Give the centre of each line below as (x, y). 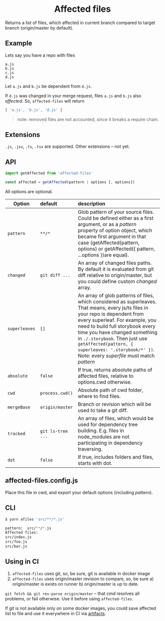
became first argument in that (112, 237)
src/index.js (18, 537)
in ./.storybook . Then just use (112, 339)
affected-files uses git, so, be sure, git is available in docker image (81, 573)
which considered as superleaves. (117, 302)
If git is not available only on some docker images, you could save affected (81, 608)
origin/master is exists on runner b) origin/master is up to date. (75, 584)
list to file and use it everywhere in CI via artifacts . (56, 613)
